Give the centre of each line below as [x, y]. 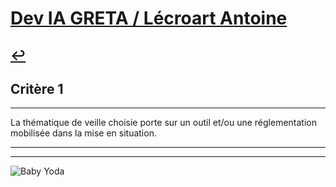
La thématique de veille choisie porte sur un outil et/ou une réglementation [163, 123]
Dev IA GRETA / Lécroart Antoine [149, 18]
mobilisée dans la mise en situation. [83, 133]
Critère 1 [37, 88]
